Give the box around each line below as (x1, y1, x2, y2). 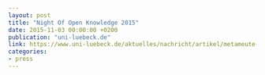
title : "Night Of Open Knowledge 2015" (8, 19, 140, 27)
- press (8, 55, 34, 63)
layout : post (8, 11, 51, 20)
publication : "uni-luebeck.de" (8, 33, 111, 41)
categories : (8, 48, 47, 55)
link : (8, 41, 26, 48)
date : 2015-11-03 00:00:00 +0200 (8, 26, 118, 34)
